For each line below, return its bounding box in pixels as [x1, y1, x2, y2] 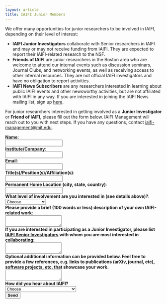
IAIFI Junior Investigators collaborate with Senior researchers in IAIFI [12, 40, 155, 46]
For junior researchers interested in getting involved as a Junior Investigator [5, 108, 162, 115]
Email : [5, 157, 18, 163]
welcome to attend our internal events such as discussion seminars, [12, 62, 152, 68]
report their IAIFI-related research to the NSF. [12, 51, 105, 57]
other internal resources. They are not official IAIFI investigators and [12, 72, 152, 78]
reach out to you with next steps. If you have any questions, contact [5, 119, 144, 125]
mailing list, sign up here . [12, 99, 64, 105]
